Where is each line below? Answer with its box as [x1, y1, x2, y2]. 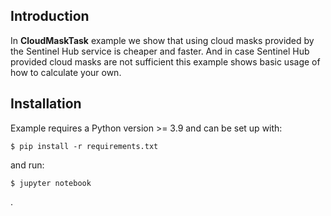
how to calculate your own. [10, 66, 122, 78]
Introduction [10, 8, 90, 25]
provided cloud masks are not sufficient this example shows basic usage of [10, 55, 321, 68]
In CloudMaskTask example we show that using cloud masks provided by [10, 34, 315, 46]
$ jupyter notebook [10, 178, 92, 188]
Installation [10, 95, 82, 113]
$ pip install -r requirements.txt [10, 141, 159, 151]
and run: [10, 159, 45, 171]
